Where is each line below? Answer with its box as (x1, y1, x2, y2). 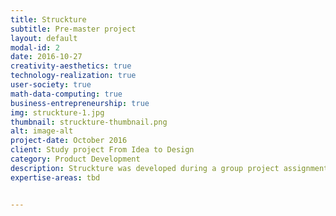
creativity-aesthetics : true (10, 61, 132, 71)
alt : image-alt (10, 126, 74, 136)
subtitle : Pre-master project (10, 24, 137, 34)
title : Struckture (10, 14, 87, 25)
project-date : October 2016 (10, 136, 128, 146)
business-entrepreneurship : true (10, 98, 150, 108)
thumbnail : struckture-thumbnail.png (10, 117, 168, 127)
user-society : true (10, 80, 92, 90)
